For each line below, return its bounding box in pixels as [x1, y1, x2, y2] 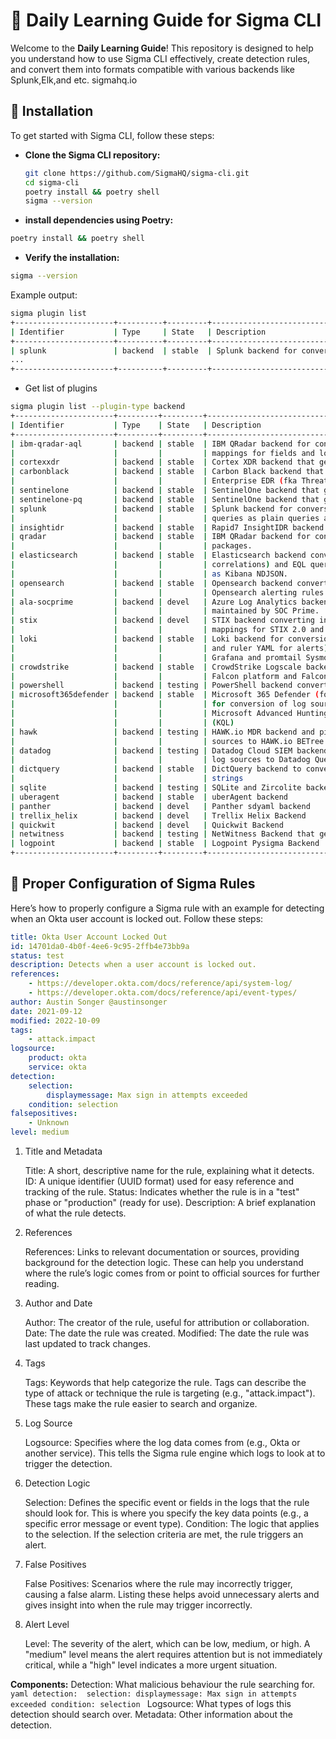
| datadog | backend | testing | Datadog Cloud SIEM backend [10, 745, 329, 756]
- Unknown [28, 1118, 70, 1128]
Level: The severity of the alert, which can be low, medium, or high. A [24, 1638, 311, 1650]
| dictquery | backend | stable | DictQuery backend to [10, 764, 302, 774]
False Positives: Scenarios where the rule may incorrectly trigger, [24, 1578, 293, 1590]
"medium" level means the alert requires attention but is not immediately [24, 1649, 323, 1661]
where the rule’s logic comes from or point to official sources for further [24, 1267, 321, 1279]
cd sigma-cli [24, 177, 80, 188]
